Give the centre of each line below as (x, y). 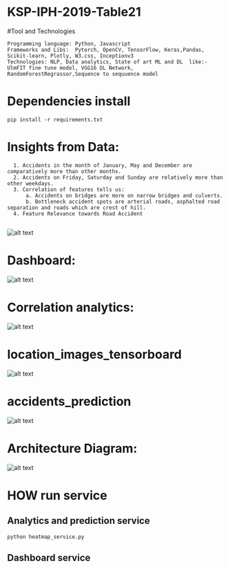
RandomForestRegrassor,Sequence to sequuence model (83, 74)
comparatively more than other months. (64, 171)
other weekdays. (30, 184)
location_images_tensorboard (95, 354)
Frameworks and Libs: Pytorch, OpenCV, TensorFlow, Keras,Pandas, (106, 50)
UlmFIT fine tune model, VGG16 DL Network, (71, 68)
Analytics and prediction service (79, 521)
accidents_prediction (69, 401)
